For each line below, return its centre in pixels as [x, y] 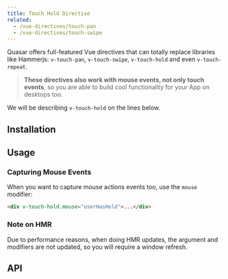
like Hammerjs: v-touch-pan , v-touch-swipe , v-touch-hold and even [101, 60]
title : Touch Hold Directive [49, 13]
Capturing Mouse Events [49, 172]
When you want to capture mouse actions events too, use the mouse [102, 187]
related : [20, 20]
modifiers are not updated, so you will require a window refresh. [97, 247]
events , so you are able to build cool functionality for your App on [117, 87]
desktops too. [43, 95]
